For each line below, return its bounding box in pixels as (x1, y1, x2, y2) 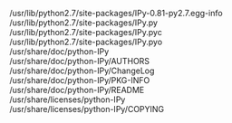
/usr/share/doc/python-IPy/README (9, 85, 145, 95)
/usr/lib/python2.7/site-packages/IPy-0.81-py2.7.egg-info (9, 8, 224, 18)
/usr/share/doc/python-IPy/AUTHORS (9, 56, 150, 66)
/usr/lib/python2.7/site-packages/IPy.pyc (9, 27, 163, 37)
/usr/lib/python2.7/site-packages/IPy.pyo (9, 36, 163, 47)
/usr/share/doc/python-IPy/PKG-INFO (9, 75, 150, 85)
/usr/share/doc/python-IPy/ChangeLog (9, 65, 155, 76)
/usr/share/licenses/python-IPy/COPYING (9, 104, 165, 114)
